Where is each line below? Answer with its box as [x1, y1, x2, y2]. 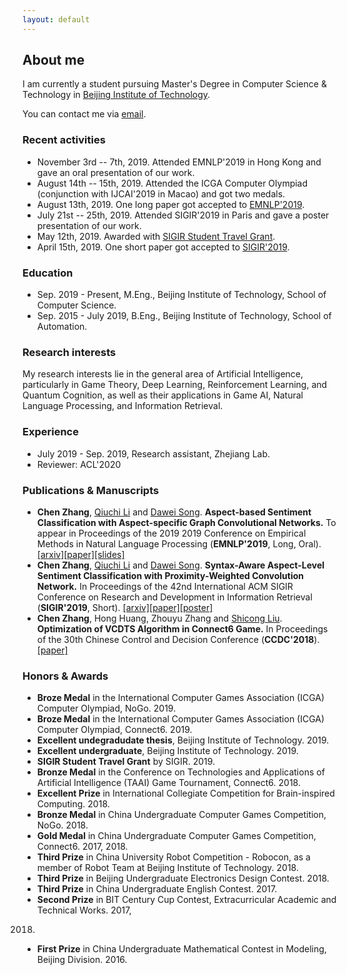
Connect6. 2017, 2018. [36, 841, 129, 853]
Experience [22, 425, 79, 439]
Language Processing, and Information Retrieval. [22, 400, 224, 412]
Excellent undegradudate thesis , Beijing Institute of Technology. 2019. [36, 734, 330, 746]
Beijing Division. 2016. [36, 954, 128, 966]
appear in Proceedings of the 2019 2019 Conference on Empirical [36, 527, 307, 539]
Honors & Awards [22, 669, 109, 683]
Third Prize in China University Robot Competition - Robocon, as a [36, 851, 311, 863]
